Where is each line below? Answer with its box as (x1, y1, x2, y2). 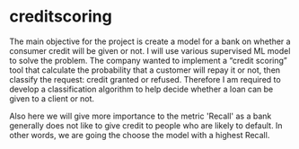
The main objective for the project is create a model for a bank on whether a (9, 36, 291, 47)
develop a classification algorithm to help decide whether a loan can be (9, 83, 274, 94)
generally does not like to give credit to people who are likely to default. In (9, 119, 283, 131)
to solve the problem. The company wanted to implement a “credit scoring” (9, 55, 287, 66)
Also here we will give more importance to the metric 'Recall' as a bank (9, 110, 272, 121)
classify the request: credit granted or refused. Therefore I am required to (9, 74, 281, 84)
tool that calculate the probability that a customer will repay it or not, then (9, 65, 281, 75)
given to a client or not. (9, 92, 95, 104)
